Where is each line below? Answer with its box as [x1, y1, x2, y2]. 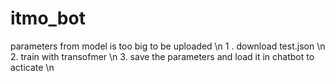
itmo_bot [10, 7, 86, 30]
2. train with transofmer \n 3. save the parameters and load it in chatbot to [10, 50, 315, 62]
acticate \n [10, 61, 55, 73]
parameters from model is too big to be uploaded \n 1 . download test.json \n [10, 40, 326, 52]
